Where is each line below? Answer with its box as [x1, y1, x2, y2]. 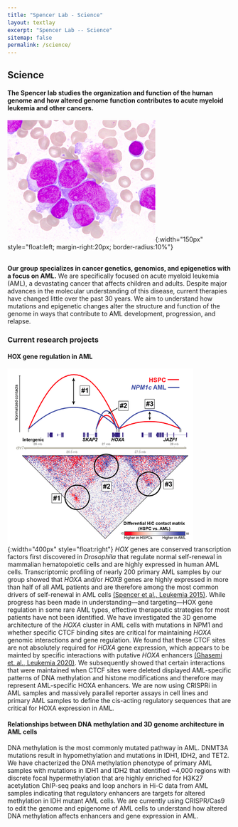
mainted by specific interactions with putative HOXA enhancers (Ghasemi [7, 650, 222, 659]
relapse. [7, 317, 31, 326]
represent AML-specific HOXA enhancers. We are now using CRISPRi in [7, 681, 217, 690]
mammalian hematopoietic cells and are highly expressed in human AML [7, 560, 220, 568]
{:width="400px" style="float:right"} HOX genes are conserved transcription [7, 545, 232, 553]
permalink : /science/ [7, 41, 72, 49]
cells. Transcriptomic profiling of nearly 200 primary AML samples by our [7, 567, 222, 576]
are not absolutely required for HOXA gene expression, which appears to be [7, 643, 229, 652]
